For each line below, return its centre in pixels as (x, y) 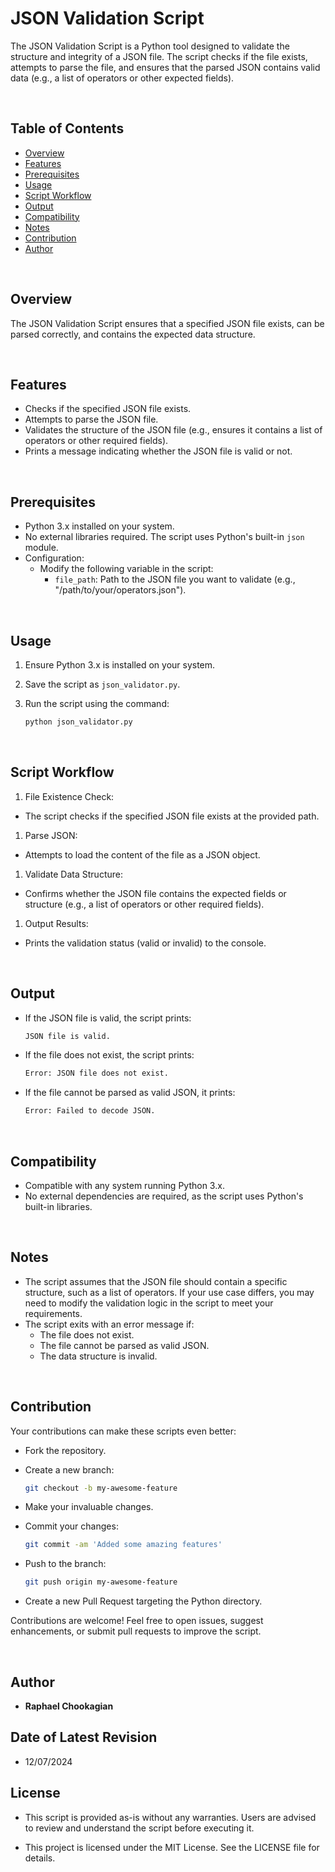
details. (40, 1858)
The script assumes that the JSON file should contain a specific (156, 1281)
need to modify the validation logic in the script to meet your (149, 1303)
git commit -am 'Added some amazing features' (123, 1545)
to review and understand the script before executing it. (139, 1828)
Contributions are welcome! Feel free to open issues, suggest (137, 1621)
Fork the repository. (65, 1450)
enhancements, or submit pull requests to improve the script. (136, 1631)
